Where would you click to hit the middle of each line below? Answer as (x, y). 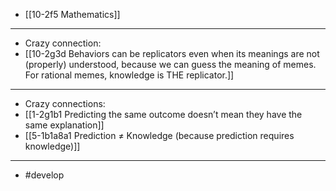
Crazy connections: (65, 103)
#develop (44, 175)
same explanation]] (64, 125)
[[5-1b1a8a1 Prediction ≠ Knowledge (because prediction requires (159, 135)
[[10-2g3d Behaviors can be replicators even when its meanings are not (172, 53)
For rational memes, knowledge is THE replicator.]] (129, 75)
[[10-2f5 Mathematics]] (72, 14)
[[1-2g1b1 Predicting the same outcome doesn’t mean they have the (163, 114)
